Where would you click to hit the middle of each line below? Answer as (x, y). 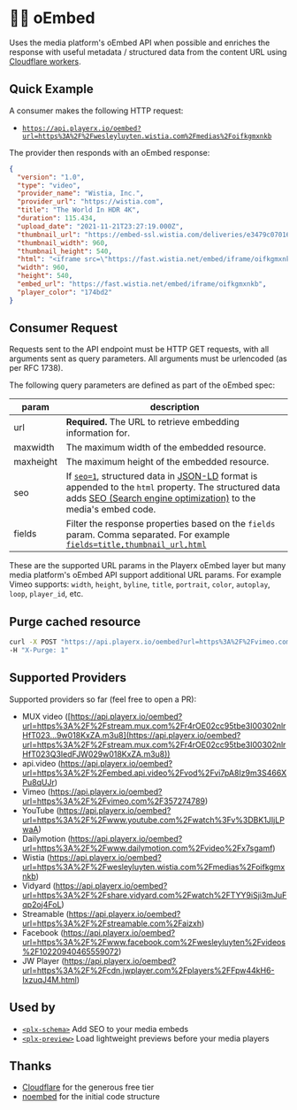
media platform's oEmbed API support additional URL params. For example (145, 575)
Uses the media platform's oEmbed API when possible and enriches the (140, 42)
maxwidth (34, 448)
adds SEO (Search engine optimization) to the (161, 498)
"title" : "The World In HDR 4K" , (79, 210)
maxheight (35, 462)
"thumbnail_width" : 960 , (63, 243)
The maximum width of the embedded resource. (166, 448)
